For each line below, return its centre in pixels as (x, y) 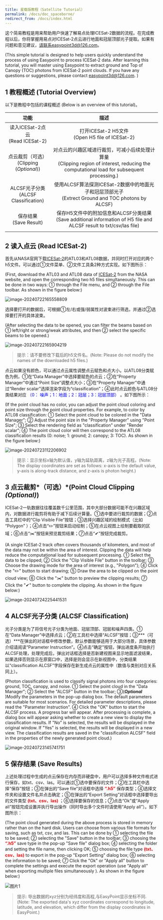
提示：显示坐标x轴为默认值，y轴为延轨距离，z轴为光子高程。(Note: (84, 460)
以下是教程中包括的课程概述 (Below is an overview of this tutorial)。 (72, 105)
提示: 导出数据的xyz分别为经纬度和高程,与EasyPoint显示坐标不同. (82, 897)
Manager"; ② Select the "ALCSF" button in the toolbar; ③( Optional (74, 691)
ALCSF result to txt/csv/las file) (104, 226)
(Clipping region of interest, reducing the (104, 163)
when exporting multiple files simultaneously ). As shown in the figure (75, 871)
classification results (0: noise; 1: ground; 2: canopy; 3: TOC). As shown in (79, 435)
